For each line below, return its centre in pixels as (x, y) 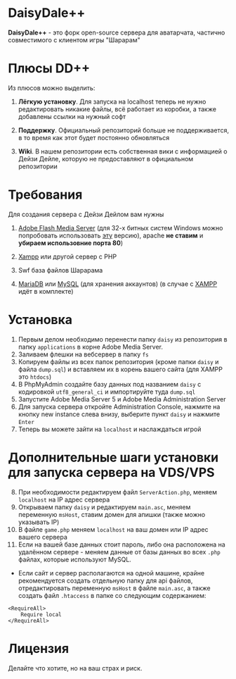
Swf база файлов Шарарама (60, 270)
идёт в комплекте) (46, 291)
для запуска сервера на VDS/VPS (111, 472)
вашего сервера (42, 537)
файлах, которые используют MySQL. (75, 559)
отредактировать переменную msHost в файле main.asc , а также (114, 588)
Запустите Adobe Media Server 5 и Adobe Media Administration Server (122, 399)
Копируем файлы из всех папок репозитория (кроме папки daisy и (118, 361)
